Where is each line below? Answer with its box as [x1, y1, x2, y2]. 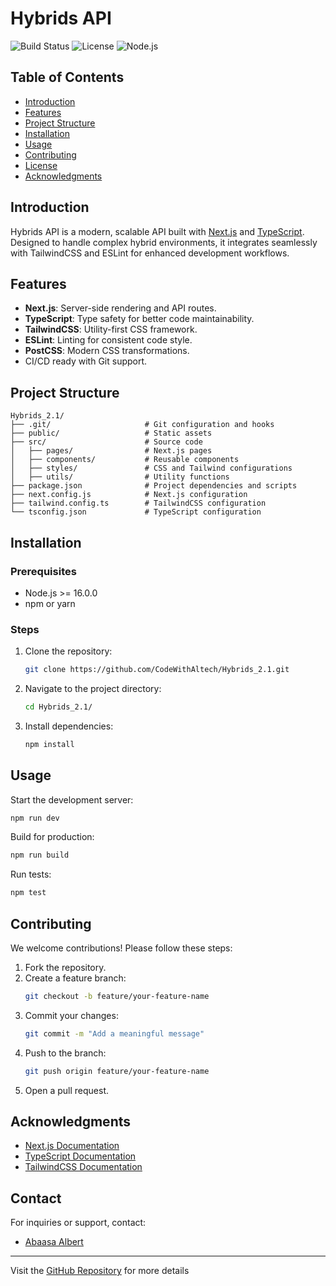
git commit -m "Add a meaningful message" [24, 1028, 205, 1039]
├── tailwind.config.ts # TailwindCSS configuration [10, 498, 267, 509]
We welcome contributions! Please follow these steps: [10, 942, 233, 954]
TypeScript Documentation [24, 1150, 137, 1162]
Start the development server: [10, 793, 134, 806]
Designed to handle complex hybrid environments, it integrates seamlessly [10, 236, 318, 248]
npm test [10, 888, 47, 898]
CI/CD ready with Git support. [24, 355, 148, 367]
